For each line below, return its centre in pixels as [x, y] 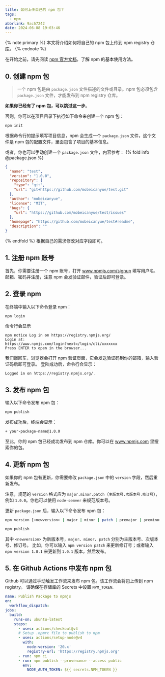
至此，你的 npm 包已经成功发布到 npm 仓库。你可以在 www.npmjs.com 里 [80, 441]
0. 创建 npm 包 [27, 76]
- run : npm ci [33, 656]
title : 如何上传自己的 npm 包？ [35, 10]
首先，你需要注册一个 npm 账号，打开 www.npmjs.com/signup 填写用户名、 [82, 271]
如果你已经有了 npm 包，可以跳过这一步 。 [47, 105]
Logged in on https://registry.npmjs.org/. [50, 373]
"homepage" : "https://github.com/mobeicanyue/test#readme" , [72, 222]
